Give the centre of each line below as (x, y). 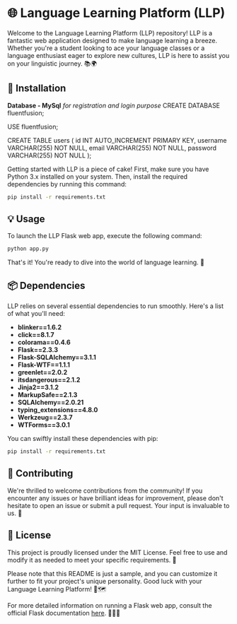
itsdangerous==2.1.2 (49, 380)
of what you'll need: (36, 314)
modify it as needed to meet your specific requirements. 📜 (92, 560)
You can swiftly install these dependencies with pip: (83, 439)
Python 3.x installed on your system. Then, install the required (98, 176)
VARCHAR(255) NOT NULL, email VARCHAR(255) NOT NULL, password (112, 148)
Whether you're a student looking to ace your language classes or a (106, 48)
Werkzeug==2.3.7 (45, 418)
